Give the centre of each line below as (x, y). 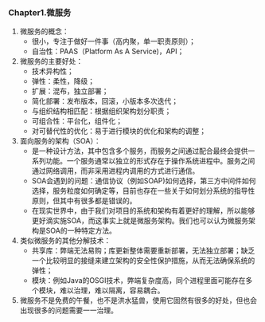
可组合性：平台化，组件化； (77, 121)
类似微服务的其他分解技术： (65, 241)
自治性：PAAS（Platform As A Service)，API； (108, 51)
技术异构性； (53, 71)
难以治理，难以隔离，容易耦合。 (112, 291)
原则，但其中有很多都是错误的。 (84, 201)
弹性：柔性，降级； (63, 81)
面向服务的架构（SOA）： (60, 141)
